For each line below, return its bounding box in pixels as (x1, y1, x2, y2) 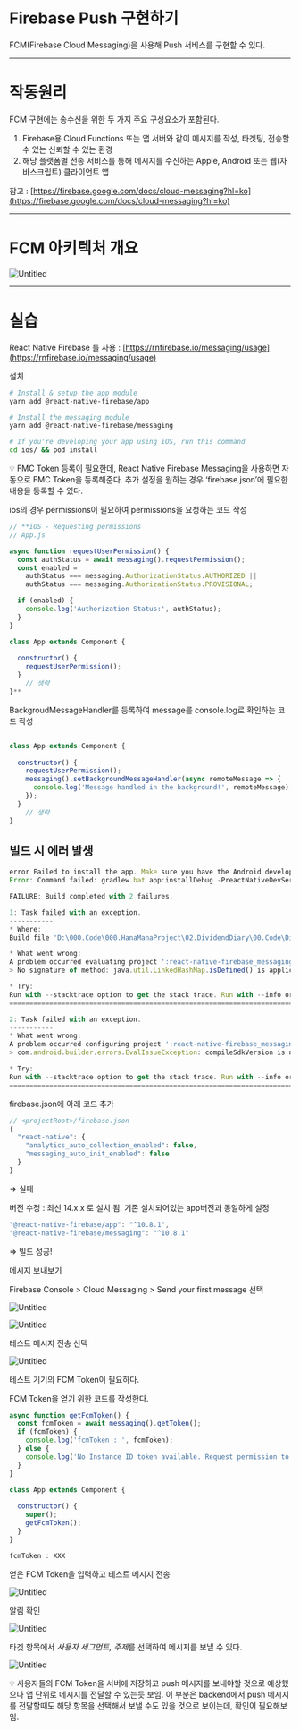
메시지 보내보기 (9, 1265, 62, 1275)
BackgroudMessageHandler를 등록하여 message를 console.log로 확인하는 (9, 704, 277, 715)
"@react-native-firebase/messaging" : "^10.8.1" (9, 1228, 190, 1238)
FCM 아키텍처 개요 (9, 238, 139, 259)
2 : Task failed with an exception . (9, 1015, 142, 1024)
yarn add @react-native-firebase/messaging (9, 422, 174, 430)
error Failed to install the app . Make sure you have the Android (9, 867, 262, 877)
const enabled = (17, 563, 78, 573)
